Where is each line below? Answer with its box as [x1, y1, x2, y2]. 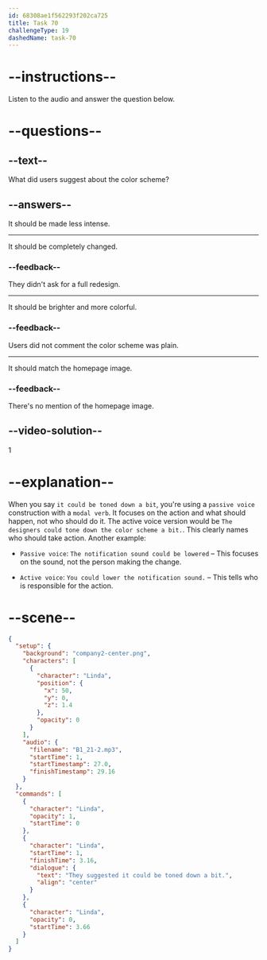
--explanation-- [8, 473, 114, 491]
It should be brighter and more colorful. [8, 303, 137, 312]
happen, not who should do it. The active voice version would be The [8, 516, 233, 525]
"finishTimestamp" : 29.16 [29, 768, 115, 776]
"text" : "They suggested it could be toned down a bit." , [37, 871, 233, 879]
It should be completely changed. [8, 242, 118, 251]
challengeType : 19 [8, 26, 69, 34]
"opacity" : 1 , [29, 812, 77, 820]
